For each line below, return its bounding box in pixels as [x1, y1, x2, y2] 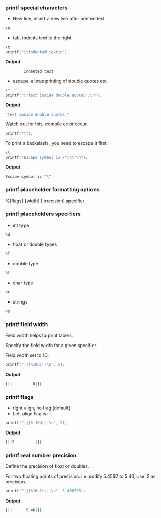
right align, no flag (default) [12, 405, 71, 411]
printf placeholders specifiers [5, 210, 81, 218]
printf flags [5, 393, 34, 400]
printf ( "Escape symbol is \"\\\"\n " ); [5, 155, 88, 160]
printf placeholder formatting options [5, 186, 100, 193]
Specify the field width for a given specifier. [5, 342, 97, 349]
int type [12, 222, 29, 228]
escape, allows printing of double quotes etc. [12, 78, 108, 84]
